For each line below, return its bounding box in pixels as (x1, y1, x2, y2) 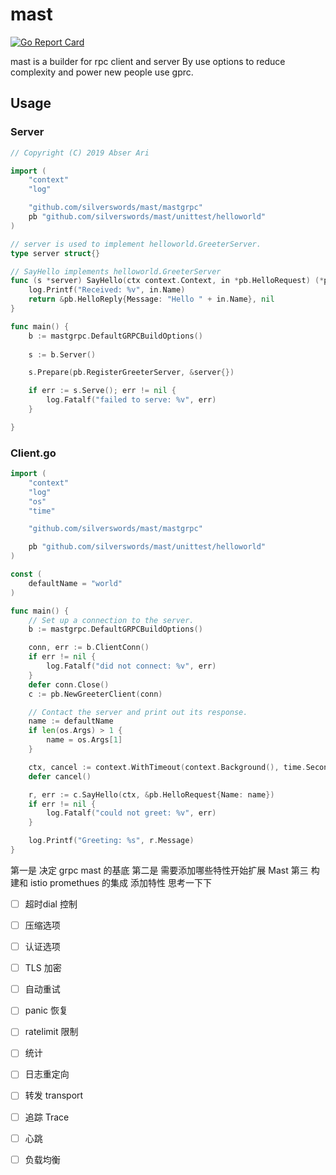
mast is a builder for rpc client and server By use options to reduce (10, 55, 286, 67)
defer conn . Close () (28, 679, 110, 690)
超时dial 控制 (24, 898, 78, 910)
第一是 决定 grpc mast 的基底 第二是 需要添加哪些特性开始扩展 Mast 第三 (10, 864, 309, 876)
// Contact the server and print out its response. (28, 707, 248, 717)
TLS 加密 (24, 962, 62, 974)
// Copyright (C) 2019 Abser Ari (10, 148, 150, 158)
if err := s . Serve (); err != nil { (28, 386, 177, 396)
